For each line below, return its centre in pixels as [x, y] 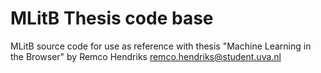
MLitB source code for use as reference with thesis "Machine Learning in [161, 46]
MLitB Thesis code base [112, 18]
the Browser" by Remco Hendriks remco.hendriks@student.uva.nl [146, 56]
